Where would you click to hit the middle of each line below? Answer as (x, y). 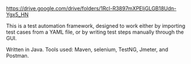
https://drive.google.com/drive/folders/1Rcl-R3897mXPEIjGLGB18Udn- (91, 8)
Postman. (18, 56)
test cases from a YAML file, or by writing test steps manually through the (95, 32)
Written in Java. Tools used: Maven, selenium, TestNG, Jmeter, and (87, 49)
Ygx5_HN (17, 15)
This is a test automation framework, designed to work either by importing (96, 26)
